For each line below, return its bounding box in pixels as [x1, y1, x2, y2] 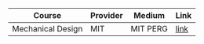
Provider [89, 10, 123, 20]
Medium [133, 10, 166, 20]
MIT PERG [130, 24, 169, 34]
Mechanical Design [12, 24, 83, 34]
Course [33, 10, 62, 20]
